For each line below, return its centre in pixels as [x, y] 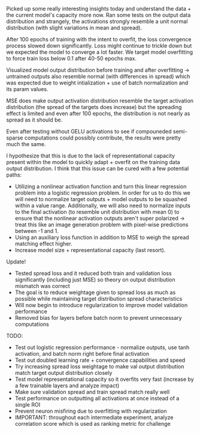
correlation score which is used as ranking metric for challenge [93, 424]
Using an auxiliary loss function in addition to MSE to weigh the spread [102, 237]
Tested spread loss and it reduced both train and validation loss [93, 273]
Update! [16, 262]
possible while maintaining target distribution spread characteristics [99, 299]
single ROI [28, 405]
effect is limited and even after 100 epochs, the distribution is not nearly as [98, 113]
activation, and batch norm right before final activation [82, 354]
